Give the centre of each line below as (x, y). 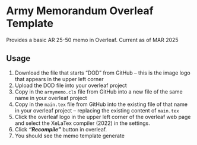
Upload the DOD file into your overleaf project (71, 85)
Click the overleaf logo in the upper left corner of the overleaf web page (103, 117)
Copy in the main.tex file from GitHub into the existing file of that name (101, 104)
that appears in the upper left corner (59, 79)
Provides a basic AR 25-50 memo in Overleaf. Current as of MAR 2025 (93, 40)
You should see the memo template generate (69, 136)
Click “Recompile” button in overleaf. (61, 129)
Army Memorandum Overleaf (80, 11)
